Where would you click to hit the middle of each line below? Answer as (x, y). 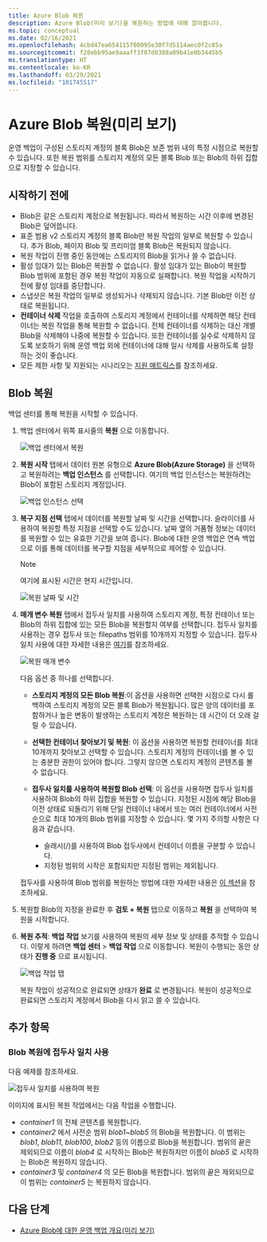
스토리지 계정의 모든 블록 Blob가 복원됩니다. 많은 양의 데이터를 (150, 706)
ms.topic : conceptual (44, 30)
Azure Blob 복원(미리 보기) (93, 124)
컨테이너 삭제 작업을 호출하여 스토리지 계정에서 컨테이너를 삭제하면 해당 (130, 316)
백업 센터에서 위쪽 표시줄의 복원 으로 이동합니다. (94, 430)
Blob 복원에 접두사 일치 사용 (59, 1052)
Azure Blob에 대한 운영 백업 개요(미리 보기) (87, 1230)
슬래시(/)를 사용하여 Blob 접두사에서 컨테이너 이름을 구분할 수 (139, 846)
